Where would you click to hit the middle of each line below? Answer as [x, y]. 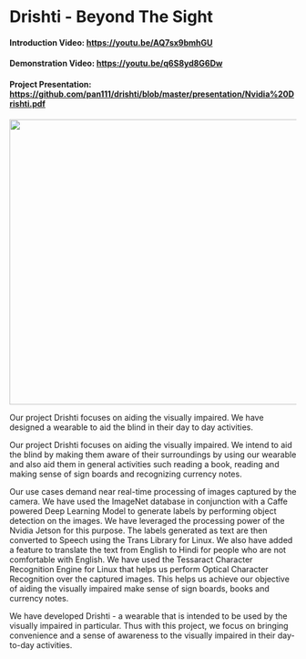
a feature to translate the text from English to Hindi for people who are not [148, 549]
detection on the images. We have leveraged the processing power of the [147, 520]
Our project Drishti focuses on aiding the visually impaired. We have [137, 417]
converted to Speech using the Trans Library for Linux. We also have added [151, 539]
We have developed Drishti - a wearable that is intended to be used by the [148, 616]
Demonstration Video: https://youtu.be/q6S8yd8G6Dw [116, 63]
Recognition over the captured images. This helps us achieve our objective [149, 579]
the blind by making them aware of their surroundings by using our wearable [153, 455]
